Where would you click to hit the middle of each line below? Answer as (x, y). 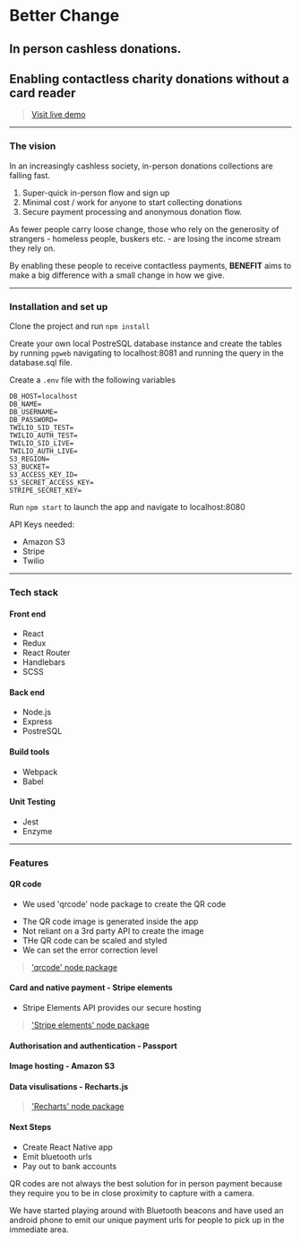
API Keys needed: (42, 524)
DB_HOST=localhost (43, 396)
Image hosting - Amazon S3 (62, 1066)
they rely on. (32, 248)
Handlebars (43, 662)
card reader (43, 93)
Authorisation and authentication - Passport (93, 1046)
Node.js (37, 712)
